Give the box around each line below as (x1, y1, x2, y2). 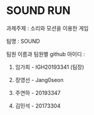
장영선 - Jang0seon (15, 76, 64, 83)
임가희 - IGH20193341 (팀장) (15, 63, 84, 71)
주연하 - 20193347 (15, 89, 61, 96)
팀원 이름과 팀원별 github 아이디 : (6, 50, 86, 58)
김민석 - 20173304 (15, 102, 61, 110)
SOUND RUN (6, 4, 71, 18)
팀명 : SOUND (6, 37, 41, 44)
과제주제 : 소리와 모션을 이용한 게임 (6, 24, 89, 32)
